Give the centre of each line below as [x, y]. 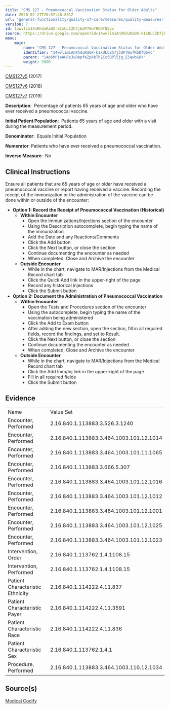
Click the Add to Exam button [58, 323]
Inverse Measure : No [28, 156]
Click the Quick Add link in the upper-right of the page [84, 280]
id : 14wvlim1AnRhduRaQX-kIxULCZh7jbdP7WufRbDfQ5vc [60, 29]
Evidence [20, 398]
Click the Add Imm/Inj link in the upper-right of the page [86, 372]
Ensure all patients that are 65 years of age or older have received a [76, 184]
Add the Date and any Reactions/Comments [73, 237]
